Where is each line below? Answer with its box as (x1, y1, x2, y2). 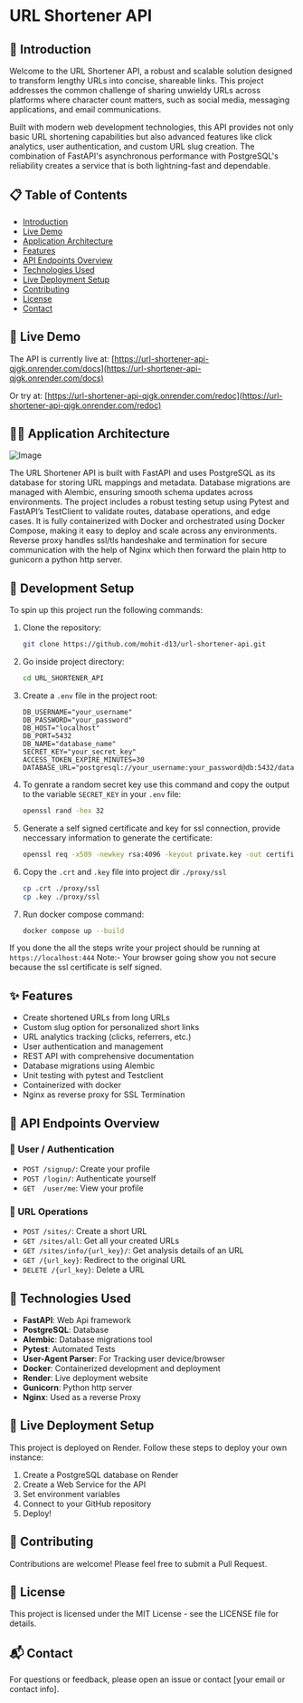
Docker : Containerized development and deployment (22, 1362, 222, 1374)
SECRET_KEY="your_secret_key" (22, 747, 137, 756)
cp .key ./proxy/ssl (22, 892, 100, 901)
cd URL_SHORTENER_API (22, 674, 104, 683)
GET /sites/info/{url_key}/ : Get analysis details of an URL (22, 1245, 244, 1256)
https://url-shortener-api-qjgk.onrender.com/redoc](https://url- (47, 390, 283, 401)
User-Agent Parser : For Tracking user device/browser (22, 1353, 226, 1364)
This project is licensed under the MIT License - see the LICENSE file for (9, 1609, 279, 1620)
